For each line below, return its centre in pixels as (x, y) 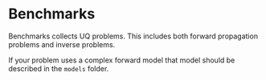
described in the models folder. (59, 68)
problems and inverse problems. (62, 44)
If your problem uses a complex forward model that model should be (122, 60)
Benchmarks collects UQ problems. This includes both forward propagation (133, 36)
